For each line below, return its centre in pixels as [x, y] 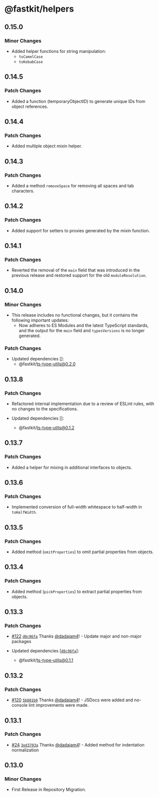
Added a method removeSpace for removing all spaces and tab [72, 186]
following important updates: [40, 320]
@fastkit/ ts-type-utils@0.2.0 [47, 364]
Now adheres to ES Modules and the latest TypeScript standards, [84, 325]
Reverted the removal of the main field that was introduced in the [76, 270]
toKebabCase [31, 62]
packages [22, 642]
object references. [30, 106]
